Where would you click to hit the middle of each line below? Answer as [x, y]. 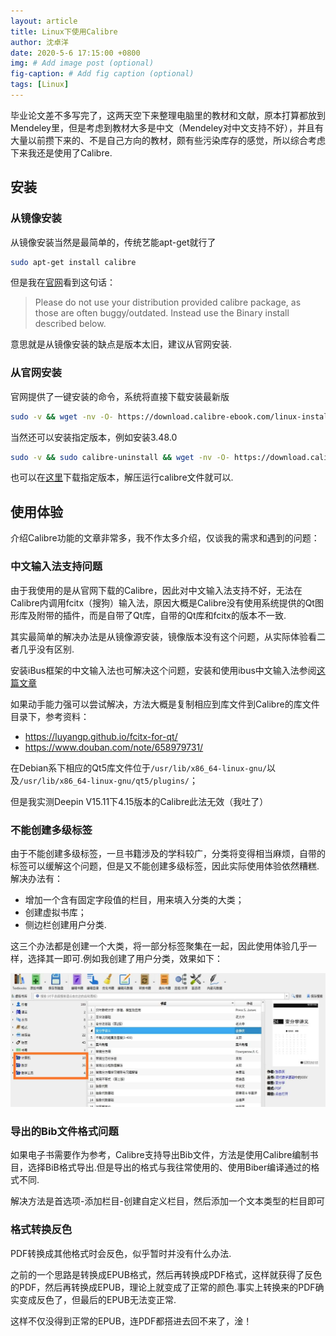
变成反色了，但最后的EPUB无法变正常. [97, 1299]
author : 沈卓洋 [39, 42]
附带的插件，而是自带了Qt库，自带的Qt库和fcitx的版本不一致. [161, 615]
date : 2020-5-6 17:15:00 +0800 [75, 53]
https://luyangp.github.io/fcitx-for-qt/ [101, 736]
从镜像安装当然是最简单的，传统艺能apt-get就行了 [113, 242]
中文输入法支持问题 [56, 567]
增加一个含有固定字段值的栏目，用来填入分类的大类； [134, 899]
